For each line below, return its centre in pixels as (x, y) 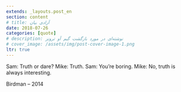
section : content (27, 17)
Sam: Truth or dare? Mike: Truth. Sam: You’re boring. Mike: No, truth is (91, 66)
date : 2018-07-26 (27, 28)
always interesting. (29, 72)
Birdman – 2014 (25, 84)
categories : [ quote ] (31, 33)
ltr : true (18, 50)
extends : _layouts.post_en (39, 11)
